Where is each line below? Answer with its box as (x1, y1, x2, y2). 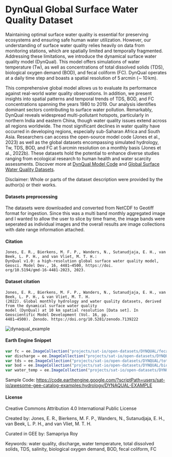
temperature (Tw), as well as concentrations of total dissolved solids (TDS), (5, 64, 164, 70)
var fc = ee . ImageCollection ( (5, 349, 70, 354)
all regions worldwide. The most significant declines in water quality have (5, 123, 160, 129)
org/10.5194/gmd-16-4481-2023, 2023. (5, 268, 86, 273)
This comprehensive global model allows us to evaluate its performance (5, 84, 157, 91)
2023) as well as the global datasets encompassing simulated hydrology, (5, 139, 159, 145)
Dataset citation (5, 278, 40, 285)
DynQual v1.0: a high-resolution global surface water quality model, (5, 258, 159, 264)
